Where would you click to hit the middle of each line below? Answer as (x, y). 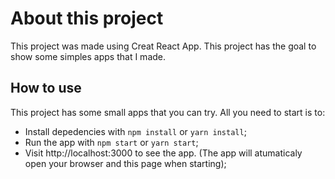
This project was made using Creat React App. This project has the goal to (163, 46)
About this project (87, 18)
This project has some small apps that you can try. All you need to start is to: (168, 112)
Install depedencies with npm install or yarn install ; (135, 131)
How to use (46, 88)
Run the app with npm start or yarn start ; (111, 142)
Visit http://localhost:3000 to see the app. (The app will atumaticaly (163, 153)
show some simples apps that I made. (88, 56)
